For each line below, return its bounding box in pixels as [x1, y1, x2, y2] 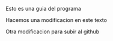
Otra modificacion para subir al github [5, 28, 100, 35]
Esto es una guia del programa [5, 5, 82, 12]
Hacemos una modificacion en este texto [5, 17, 108, 23]
